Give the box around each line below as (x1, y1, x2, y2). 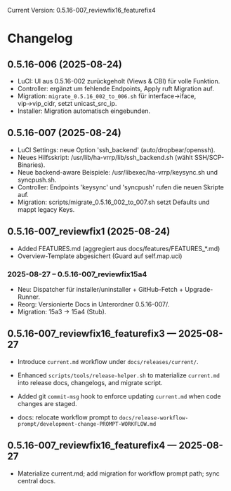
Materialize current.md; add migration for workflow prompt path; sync (17, 469, 220, 478)
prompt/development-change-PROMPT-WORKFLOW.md (17, 420, 157, 427)
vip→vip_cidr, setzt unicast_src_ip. (17, 100, 117, 107)
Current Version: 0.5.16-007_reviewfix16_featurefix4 (7, 6, 156, 14)
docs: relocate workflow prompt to (17, 413, 118, 422)
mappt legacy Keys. (17, 205, 75, 213)
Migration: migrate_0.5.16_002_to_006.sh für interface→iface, (17, 92, 197, 100)
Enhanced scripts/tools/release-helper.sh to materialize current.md (17, 371, 220, 379)
